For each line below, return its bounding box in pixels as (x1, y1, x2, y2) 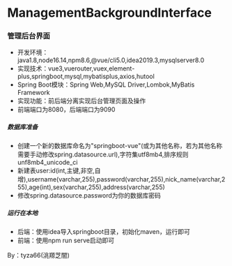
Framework (17, 89, 50, 97)
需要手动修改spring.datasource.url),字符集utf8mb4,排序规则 (17, 150, 189, 158)
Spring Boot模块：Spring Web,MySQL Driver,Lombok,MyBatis (17, 80, 195, 89)
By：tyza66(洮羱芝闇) (7, 251, 70, 260)
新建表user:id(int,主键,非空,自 (17, 166, 101, 175)
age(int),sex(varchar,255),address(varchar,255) (29, 183, 165, 191)
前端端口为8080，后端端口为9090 (17, 105, 116, 114)
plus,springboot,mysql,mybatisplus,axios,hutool (17, 72, 155, 81)
